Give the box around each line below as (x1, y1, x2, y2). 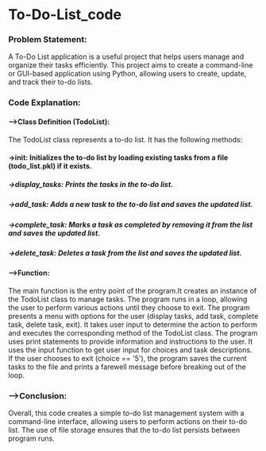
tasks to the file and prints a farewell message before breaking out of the (8, 362, 246, 371)
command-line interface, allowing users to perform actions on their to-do (8, 417, 248, 426)
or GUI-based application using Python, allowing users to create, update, (8, 69, 247, 79)
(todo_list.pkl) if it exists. (8, 161, 93, 171)
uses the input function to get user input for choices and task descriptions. (8, 344, 253, 355)
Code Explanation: (8, 97, 81, 108)
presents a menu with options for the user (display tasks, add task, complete (8, 311, 259, 321)
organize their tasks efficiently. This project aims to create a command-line (8, 60, 253, 70)
